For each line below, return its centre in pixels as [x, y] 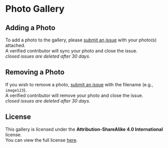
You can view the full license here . [41, 140]
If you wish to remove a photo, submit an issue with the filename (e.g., [79, 84]
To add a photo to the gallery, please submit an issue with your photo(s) [81, 40]
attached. [15, 45]
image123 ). [16, 90]
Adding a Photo [30, 28]
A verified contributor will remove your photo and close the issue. [74, 95]
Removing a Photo [35, 72]
